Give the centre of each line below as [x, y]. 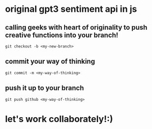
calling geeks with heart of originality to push [76, 27]
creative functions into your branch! [62, 35]
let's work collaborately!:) [59, 119]
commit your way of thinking [50, 62]
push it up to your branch [45, 88]
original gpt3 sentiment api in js [71, 9]
